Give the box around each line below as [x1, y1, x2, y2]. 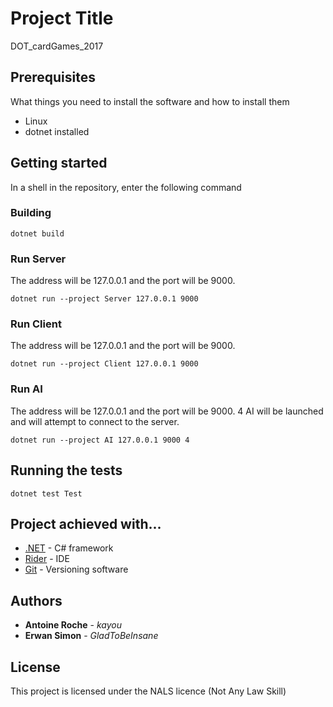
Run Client [10, 317, 62, 331]
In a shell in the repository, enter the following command [10, 181, 242, 193]
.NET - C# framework [24, 542, 114, 554]
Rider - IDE [24, 553, 70, 565]
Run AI [10, 382, 43, 396]
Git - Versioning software [24, 563, 129, 576]
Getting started [10, 155, 108, 172]
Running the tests [10, 462, 123, 479]
